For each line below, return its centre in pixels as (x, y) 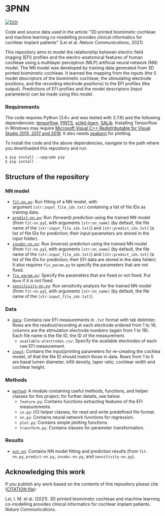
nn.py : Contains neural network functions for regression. (77, 417)
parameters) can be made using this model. (49, 94)
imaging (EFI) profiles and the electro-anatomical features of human (74, 57)
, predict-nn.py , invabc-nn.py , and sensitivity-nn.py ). (79, 456)
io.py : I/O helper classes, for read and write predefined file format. (87, 412)
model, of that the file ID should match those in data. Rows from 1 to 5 (83, 357)
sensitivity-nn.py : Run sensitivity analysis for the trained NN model (82, 285)
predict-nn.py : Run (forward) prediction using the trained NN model (81, 217)
